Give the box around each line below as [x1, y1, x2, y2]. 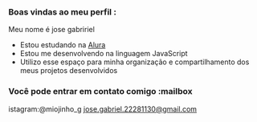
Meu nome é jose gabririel [8, 25, 95, 35]
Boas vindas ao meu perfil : [8, 6, 116, 18]
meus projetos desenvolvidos [19, 66, 118, 75]
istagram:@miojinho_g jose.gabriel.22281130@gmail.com [8, 104, 198, 114]
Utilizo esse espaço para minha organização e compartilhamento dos [19, 57, 250, 67]
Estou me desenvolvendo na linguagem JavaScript [19, 49, 188, 59]
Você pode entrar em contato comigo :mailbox [8, 86, 193, 97]
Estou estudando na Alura [19, 40, 106, 50]
